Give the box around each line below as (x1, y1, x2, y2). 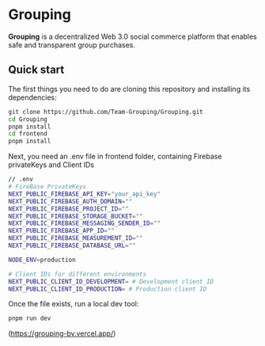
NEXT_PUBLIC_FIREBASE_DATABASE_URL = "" (8, 241, 136, 249)
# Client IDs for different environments (8, 270, 147, 278)
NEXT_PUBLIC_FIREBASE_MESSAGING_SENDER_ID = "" (8, 219, 161, 227)
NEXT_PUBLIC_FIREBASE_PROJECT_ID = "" (8, 204, 129, 213)
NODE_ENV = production (8, 256, 77, 264)
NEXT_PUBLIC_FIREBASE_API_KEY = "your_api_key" (8, 190, 161, 198)
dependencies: (8, 93, 57, 102)
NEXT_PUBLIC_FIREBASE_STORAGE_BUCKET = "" (8, 212, 144, 220)
